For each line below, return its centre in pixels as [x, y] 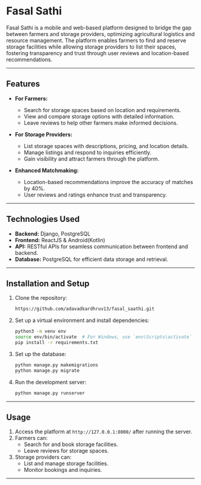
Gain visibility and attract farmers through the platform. [92, 159]
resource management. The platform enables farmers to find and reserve [96, 40]
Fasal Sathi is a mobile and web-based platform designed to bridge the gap [99, 28]
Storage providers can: [43, 457]
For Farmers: [31, 98]
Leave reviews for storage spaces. [66, 451]
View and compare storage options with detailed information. [99, 116]
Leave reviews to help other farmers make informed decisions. [101, 123]
